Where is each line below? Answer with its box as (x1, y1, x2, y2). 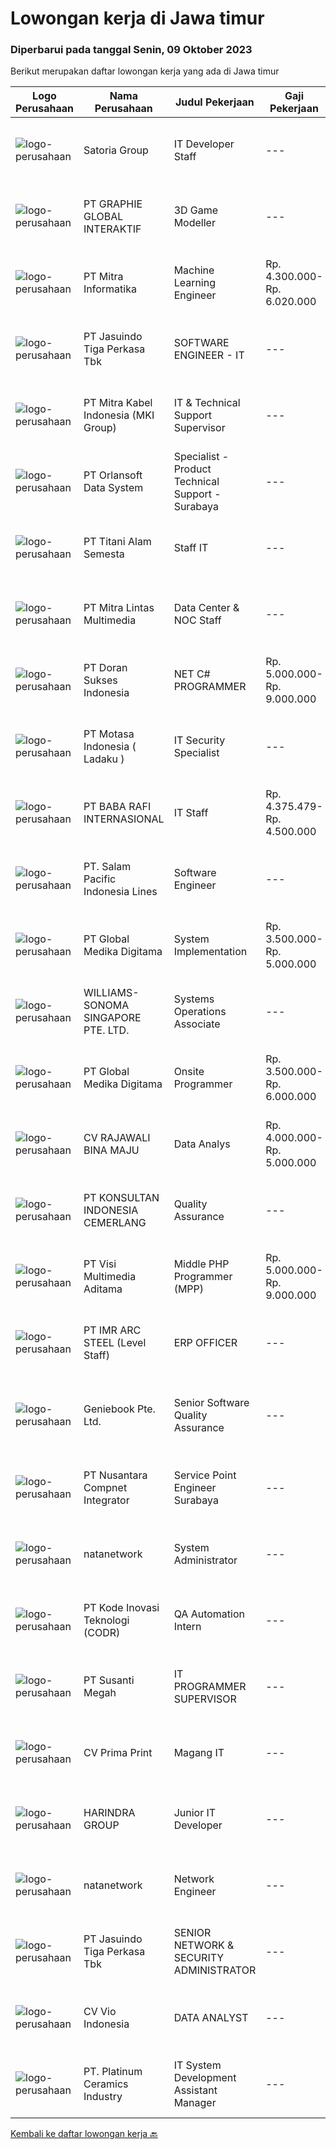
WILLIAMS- (83, 986, 140, 1000)
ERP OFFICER (173, 1336, 238, 1350)
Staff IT (173, 541, 209, 555)
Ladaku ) (83, 752, 125, 766)
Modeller (173, 216, 216, 230)
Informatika (83, 282, 137, 296)
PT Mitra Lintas (83, 601, 155, 615)
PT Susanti (83, 1673, 135, 1687)
